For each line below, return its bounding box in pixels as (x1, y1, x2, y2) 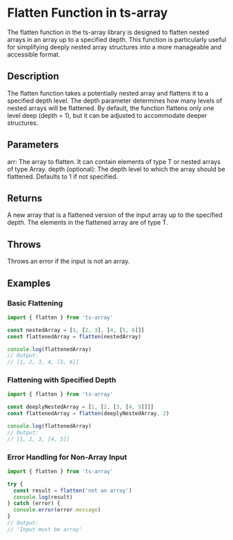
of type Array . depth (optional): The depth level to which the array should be (7, 165, 226, 173)
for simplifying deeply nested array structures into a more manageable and (7, 43, 222, 51)
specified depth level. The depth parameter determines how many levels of (7, 96, 223, 105)
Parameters (7, 139, 59, 151)
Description (7, 70, 59, 82)
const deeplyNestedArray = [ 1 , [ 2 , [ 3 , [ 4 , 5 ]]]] (7, 403, 154, 411)
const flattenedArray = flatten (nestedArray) (7, 333, 141, 340)
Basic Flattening (7, 298, 63, 308)
